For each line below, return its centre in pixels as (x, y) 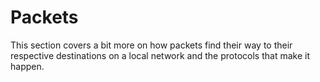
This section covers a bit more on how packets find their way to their (151, 45)
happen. (27, 66)
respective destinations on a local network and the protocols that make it (160, 55)
